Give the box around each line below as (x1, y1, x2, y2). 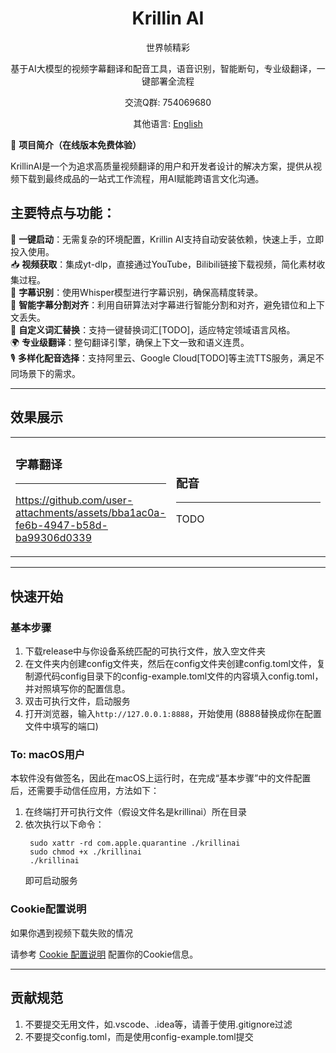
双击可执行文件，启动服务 (24, 695, 131, 707)
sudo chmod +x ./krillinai (29, 847, 142, 857)
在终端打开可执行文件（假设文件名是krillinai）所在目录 (24, 806, 247, 818)
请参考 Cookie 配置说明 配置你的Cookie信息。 (10, 948, 199, 960)
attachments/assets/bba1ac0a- (15, 506, 167, 520)
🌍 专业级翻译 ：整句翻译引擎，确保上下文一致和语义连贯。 (10, 336, 250, 348)
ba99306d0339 (15, 531, 93, 545)
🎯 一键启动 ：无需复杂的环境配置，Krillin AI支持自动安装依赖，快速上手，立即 (10, 233, 325, 245)
